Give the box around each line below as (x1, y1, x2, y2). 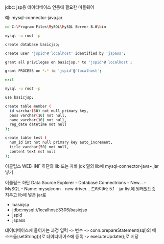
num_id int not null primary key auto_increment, (9, 140, 113, 145)
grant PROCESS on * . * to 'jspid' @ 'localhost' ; (5, 68, 102, 73)
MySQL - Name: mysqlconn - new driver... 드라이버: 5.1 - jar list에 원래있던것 (5, 185, 156, 192)
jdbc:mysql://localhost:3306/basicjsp (12, 207, 88, 213)
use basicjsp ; (5, 95, 34, 100)
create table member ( (5, 104, 51, 109)
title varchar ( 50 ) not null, (9, 144, 69, 149)
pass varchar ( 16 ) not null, (9, 113, 67, 118)
